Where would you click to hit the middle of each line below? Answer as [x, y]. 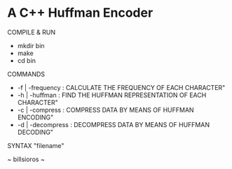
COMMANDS [26, 74]
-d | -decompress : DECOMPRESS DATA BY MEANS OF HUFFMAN [114, 124]
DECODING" [35, 132]
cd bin [27, 60]
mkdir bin [31, 45]
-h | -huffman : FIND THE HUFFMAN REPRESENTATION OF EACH [112, 95]
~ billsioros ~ [26, 159]
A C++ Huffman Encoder [80, 13]
